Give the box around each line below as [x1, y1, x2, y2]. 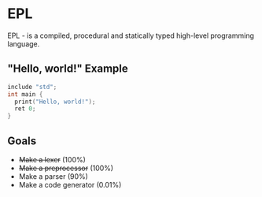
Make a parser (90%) [18, 171, 88, 181]
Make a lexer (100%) [18, 154, 86, 164]
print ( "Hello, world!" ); [14, 98, 96, 106]
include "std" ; [7, 83, 57, 91]
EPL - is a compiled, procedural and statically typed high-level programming [7, 31, 255, 40]
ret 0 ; [14, 105, 36, 113]
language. [7, 39, 40, 48]
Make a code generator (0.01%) [18, 180, 122, 189]
